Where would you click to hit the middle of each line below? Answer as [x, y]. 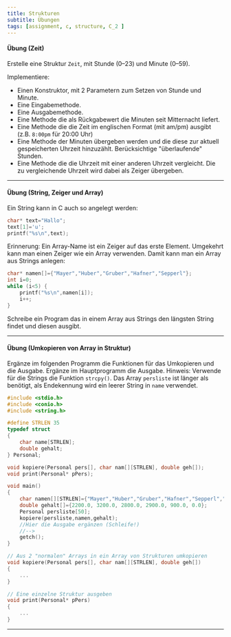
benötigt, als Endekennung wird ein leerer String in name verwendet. [102, 385]
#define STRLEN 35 [33, 423]
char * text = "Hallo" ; [37, 221]
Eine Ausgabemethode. [50, 112]
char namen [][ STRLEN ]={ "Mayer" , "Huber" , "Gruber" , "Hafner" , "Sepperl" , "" [124, 499]
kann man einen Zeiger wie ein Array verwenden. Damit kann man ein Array [114, 254]
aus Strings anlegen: [36, 261]
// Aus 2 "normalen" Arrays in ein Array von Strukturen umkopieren [107, 556]
